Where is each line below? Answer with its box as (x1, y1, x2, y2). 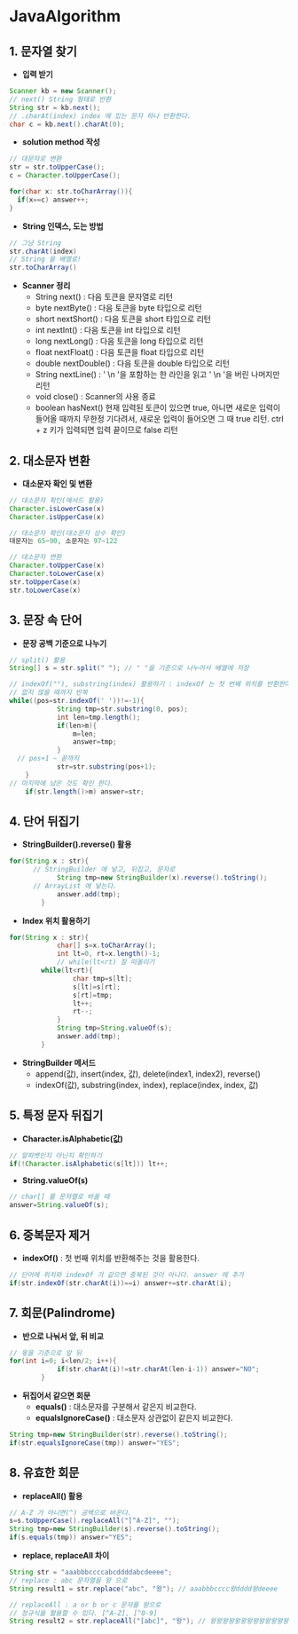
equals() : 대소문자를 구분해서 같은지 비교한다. (35, 1401, 197, 1412)
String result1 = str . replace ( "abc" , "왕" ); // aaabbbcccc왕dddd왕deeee (9, 1584, 278, 1593)
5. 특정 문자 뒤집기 (9, 1108, 104, 1124)
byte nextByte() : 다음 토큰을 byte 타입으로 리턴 (35, 303, 202, 313)
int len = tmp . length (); (56, 713, 141, 722)
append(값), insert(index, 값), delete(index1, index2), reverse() (35, 1068, 262, 1079)
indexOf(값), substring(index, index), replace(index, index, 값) (35, 1079, 259, 1090)
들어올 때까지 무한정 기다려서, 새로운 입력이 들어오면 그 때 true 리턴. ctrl (35, 414, 284, 424)
